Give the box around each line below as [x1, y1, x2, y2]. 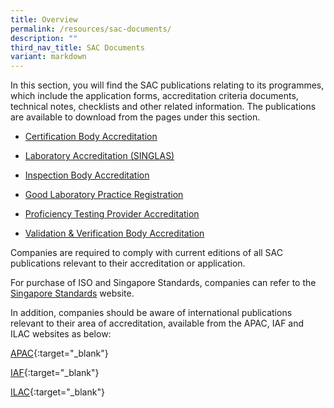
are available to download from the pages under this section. [10, 111, 261, 123]
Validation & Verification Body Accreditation [24, 227, 205, 240]
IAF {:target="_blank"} [10, 367, 100, 379]
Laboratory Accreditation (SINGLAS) [24, 150, 175, 162]
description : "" [10, 33, 78, 43]
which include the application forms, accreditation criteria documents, [10, 90, 299, 102]
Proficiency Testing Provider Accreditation [24, 208, 200, 220]
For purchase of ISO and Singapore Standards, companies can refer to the [10, 277, 317, 289]
